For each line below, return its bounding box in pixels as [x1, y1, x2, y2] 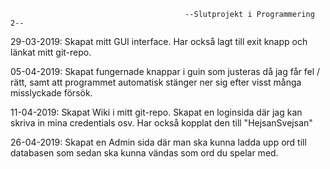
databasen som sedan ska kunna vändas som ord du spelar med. [10, 147, 279, 159]
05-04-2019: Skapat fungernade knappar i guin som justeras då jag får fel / [10, 66, 321, 77]
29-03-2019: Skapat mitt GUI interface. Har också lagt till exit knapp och [10, 36, 308, 47]
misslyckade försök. [10, 87, 93, 99]
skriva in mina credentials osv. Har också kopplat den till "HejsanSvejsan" [10, 117, 313, 129]
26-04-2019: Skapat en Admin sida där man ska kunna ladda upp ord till [10, 136, 307, 148]
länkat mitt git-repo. [10, 46, 92, 58]
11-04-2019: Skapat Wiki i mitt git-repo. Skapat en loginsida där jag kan [10, 106, 303, 118]
